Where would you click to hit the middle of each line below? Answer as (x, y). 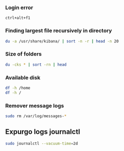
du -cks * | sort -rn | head (36, 65)
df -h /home (18, 88)
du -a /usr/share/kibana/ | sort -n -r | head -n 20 (62, 41)
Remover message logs (35, 106)
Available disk (23, 77)
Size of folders (24, 54)
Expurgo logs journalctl (43, 132)
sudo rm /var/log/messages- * (36, 116)
